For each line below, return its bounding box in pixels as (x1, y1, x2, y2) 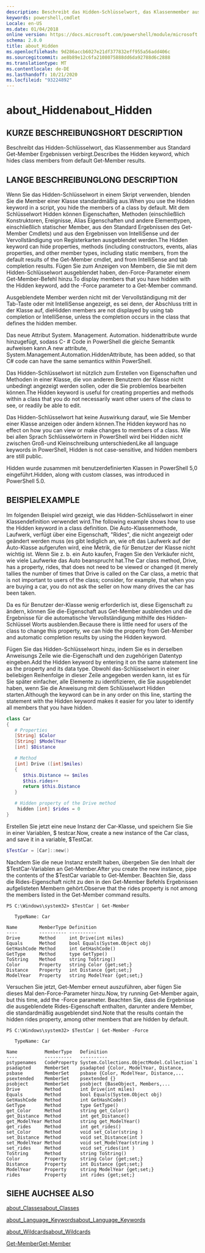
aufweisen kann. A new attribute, (6, 344, 88, 351)
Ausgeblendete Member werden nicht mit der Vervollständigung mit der (6, 293, 187, 301)
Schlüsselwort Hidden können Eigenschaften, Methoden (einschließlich (6, 210, 185, 218)
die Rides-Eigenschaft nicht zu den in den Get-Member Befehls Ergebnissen (6, 878, 198, 885)
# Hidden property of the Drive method (14, 800, 116, 807)
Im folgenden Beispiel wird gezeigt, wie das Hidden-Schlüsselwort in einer (6, 511, 193, 518)
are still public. (6, 452, 43, 460)
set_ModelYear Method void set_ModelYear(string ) (6, 1139, 154, 1146)
